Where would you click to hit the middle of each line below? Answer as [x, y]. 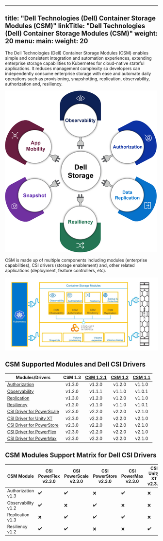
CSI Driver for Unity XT [30, 418]
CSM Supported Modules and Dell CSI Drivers [75, 364]
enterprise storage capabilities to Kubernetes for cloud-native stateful [75, 63]
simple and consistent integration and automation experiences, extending [78, 58]
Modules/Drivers [33, 377]
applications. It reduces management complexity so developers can [73, 68]
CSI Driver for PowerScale [33, 412]
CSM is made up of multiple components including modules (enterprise [76, 260]
